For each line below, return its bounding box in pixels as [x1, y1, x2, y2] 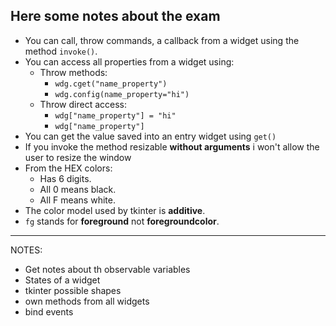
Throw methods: [39, 66, 108, 78]
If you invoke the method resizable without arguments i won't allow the [24, 140, 320, 153]
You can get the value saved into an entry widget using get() [24, 130, 277, 142]
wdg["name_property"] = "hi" [54, 110, 177, 121]
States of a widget [24, 274, 101, 286]
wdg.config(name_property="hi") [54, 89, 190, 99]
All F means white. [39, 194, 116, 206]
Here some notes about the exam [10, 8, 221, 25]
